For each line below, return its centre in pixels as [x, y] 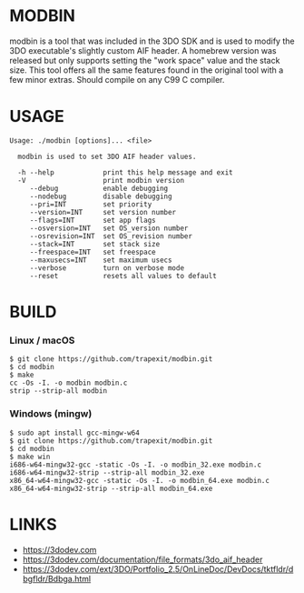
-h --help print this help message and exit [125, 172]
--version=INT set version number [103, 212]
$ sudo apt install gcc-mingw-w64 [75, 433]
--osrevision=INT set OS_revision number [111, 236]
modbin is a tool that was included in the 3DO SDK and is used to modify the [152, 41]
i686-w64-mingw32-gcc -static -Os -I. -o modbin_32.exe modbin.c [135, 465]
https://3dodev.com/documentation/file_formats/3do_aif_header [142, 559]
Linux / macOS [42, 340]
